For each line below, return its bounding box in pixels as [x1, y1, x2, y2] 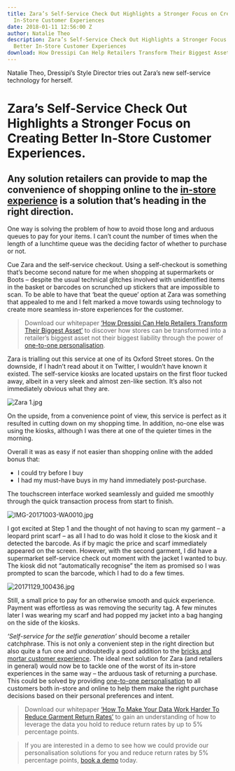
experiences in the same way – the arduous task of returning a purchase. [7, 669, 218, 677]
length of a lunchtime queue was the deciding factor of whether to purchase [7, 239, 227, 247]
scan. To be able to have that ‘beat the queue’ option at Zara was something [7, 290, 227, 299]
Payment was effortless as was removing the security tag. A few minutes [7, 603, 218, 612]
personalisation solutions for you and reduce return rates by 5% [24, 748, 209, 757]
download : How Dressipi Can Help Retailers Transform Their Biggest [7, 50, 211, 57]
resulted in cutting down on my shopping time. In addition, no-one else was [7, 418, 225, 428]
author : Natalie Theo [7, 29, 71, 37]
